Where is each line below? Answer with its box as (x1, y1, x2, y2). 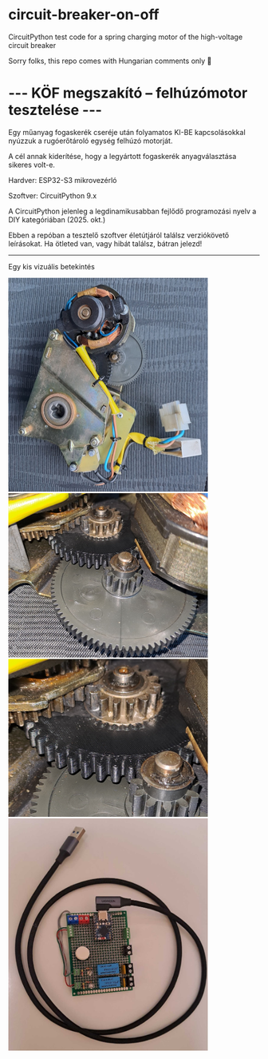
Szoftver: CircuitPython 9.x (8, 190, 97, 201)
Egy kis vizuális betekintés (8, 261, 96, 271)
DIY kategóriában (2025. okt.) (8, 214, 106, 225)
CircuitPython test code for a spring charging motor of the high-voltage (8, 32, 243, 42)
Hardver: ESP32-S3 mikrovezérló (8, 175, 117, 185)
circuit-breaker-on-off (8, 6, 160, 24)
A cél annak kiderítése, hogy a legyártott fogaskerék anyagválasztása (8, 151, 237, 161)
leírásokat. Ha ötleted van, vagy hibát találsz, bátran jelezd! (8, 238, 203, 249)
